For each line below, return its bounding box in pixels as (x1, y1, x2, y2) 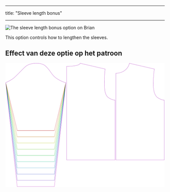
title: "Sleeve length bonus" (5, 10, 62, 16)
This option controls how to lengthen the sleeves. (5, 34, 108, 41)
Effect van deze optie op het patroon (5, 49, 122, 58)
